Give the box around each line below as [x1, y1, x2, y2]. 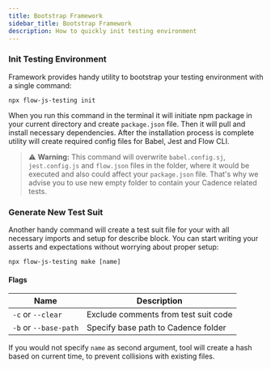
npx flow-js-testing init [8, 96, 95, 104]
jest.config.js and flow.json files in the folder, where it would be [28, 160, 250, 170]
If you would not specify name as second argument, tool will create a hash [8, 343, 252, 353]
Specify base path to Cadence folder [86, 322, 227, 333]
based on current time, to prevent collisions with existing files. [8, 351, 215, 361]
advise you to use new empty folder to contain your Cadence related [28, 177, 257, 187]
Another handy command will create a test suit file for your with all [8, 224, 230, 235]
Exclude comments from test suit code [86, 309, 233, 320]
